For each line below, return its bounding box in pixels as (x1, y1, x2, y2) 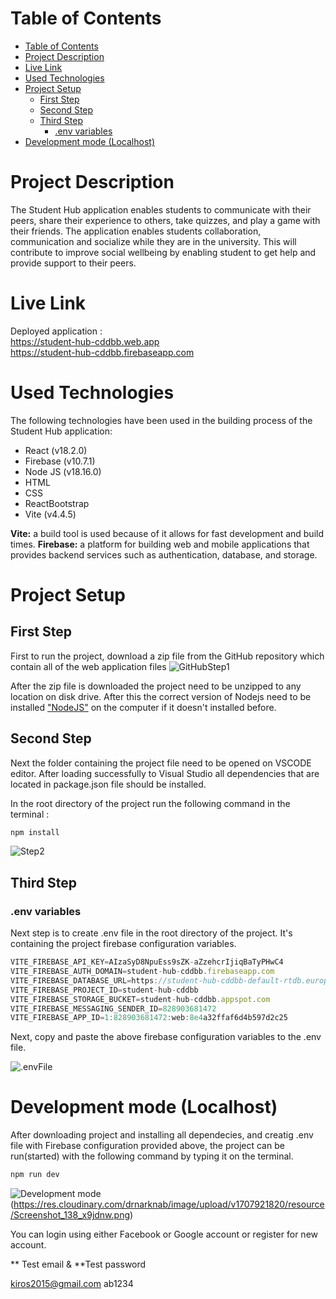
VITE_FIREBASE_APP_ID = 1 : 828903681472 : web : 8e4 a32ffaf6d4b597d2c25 (10, 1013, 288, 1023)
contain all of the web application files (10, 660, 167, 672)
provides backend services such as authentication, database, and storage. (10, 548, 318, 561)
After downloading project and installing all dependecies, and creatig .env (10, 1129, 314, 1141)
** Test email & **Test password (10, 1258, 147, 1271)
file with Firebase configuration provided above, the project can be (10, 1140, 285, 1152)
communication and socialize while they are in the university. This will (10, 235, 297, 247)
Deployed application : (10, 325, 103, 337)
